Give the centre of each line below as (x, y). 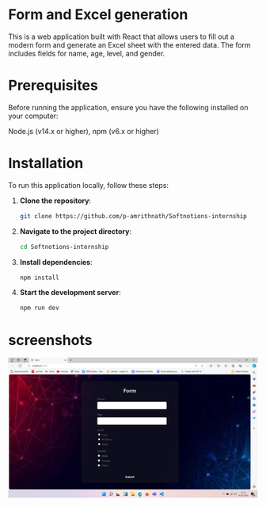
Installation (46, 163)
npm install (39, 278)
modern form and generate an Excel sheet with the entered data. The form (129, 44)
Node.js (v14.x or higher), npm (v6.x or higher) (84, 131)
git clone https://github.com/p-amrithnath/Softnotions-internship (133, 216)
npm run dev (39, 308)
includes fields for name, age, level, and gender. (87, 53)
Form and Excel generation (98, 15)
